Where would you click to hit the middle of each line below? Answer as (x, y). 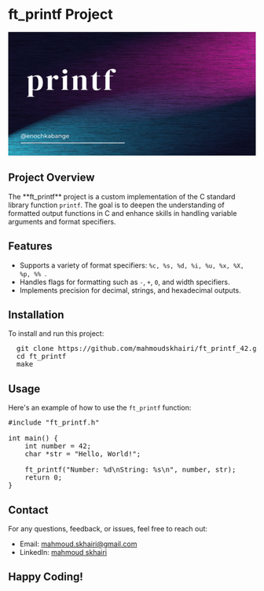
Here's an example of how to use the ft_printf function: (100, 408)
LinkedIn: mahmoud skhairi (63, 552)
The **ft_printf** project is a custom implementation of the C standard (122, 196)
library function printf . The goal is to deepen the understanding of (117, 205)
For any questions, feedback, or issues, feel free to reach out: (108, 529)
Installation (36, 314)
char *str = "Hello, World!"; (83, 454)
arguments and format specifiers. (62, 221)
